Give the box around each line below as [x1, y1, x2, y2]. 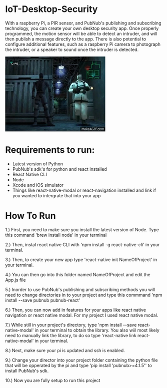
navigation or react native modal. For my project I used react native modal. [5, 312, 158, 318]
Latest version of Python [12, 161, 63, 167]
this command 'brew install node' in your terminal [5, 232, 107, 238]
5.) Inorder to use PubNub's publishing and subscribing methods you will [5, 286, 155, 293]
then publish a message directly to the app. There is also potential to [5, 36, 146, 42]
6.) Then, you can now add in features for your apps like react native [5, 307, 146, 313]
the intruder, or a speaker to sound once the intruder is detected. [5, 46, 139, 52]
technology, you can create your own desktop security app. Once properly [5, 25, 159, 31]
